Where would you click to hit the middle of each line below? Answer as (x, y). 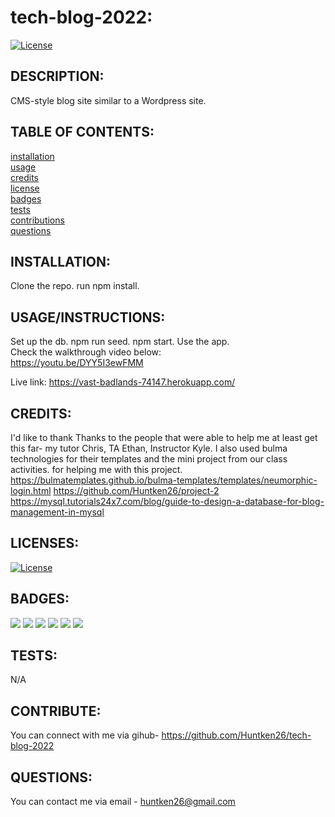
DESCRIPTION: (57, 76)
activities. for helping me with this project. (96, 469)
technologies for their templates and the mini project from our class (149, 459)
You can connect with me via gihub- (85, 735)
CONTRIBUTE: (56, 711)
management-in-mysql (57, 512)
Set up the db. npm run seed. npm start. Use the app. (120, 342)
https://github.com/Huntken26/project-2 (136, 490)
